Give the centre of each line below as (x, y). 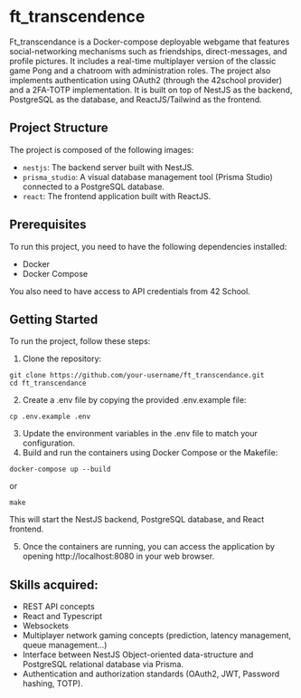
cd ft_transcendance (48, 383)
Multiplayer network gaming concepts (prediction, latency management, (157, 636)
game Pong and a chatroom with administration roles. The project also (140, 71)
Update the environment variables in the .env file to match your (140, 434)
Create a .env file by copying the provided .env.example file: (134, 400)
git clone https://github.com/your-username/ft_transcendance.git (137, 376)
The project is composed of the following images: (102, 149)
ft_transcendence (77, 17)
